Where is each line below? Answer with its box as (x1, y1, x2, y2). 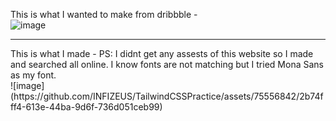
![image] (10, 80, 45, 91)
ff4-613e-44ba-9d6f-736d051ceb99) (10, 101, 163, 113)
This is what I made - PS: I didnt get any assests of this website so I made (10, 48, 314, 59)
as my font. (10, 69, 57, 81)
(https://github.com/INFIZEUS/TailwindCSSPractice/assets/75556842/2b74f (10, 90, 324, 102)
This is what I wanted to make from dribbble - (10, 9, 198, 20)
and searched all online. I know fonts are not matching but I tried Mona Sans (10, 59, 324, 70)
